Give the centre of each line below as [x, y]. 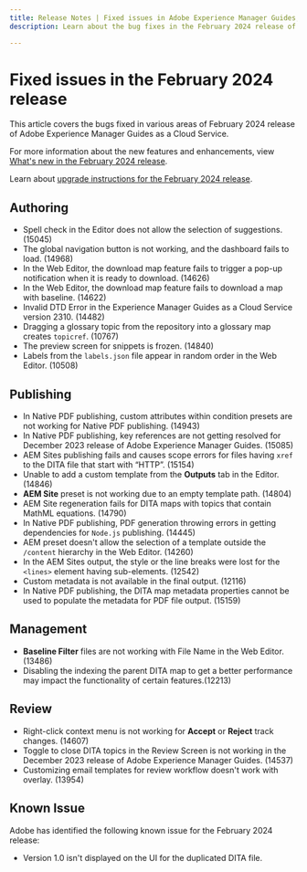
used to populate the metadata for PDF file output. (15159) [132, 601]
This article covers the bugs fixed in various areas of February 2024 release [152, 124]
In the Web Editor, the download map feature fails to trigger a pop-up [153, 268]
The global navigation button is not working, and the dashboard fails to [156, 249]
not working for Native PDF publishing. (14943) [111, 426]
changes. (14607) [56, 741]
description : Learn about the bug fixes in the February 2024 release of [153, 26]
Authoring [39, 208]
